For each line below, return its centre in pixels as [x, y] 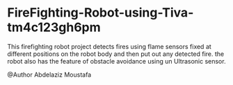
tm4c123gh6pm [54, 27]
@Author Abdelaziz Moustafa [49, 75]
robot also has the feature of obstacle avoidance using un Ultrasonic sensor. [116, 61]
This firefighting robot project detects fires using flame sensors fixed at [110, 46]
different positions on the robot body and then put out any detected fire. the [116, 54]
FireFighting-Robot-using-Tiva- [101, 13]
